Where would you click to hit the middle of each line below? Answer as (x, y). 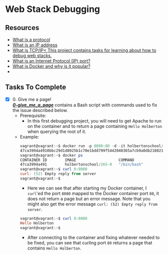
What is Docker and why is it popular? (51, 66)
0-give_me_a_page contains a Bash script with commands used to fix (85, 105)
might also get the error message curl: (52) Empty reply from (92, 204)
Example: (29, 136)
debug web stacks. (32, 55)
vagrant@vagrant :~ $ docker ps (51, 155)
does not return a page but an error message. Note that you (89, 198)
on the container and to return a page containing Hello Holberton (95, 126)
